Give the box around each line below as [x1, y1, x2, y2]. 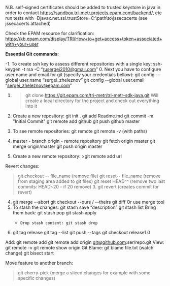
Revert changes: [5, 163, 40, 169]
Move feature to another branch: [5, 260, 74, 266]
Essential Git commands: [5, 51, 59, 57]
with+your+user [5, 41, 39, 47]
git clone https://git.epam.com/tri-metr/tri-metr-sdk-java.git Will [25, 92, 159, 98]
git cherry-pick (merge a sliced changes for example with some [17, 270, 151, 276]
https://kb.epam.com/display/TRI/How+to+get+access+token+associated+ [5, 36, 162, 42]
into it [25, 103, 38, 109]
